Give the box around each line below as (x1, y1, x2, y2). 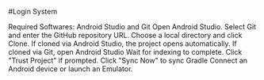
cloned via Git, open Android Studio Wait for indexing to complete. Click (8, 48, 243, 56)
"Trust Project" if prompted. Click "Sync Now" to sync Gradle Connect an (8, 55, 248, 65)
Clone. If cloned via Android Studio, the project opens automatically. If (8, 39, 237, 48)
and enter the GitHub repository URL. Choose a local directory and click (8, 31, 243, 40)
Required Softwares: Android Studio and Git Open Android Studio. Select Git (8, 22, 256, 31)
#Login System (8, 7, 58, 16)
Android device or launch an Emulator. (8, 64, 133, 74)
